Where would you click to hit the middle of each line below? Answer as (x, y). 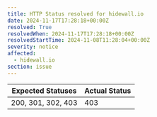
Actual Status (108, 91)
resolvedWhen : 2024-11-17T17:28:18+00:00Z (71, 34)
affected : (22, 54)
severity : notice (33, 47)
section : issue (30, 67)
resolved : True (30, 27)
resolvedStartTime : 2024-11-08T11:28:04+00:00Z (79, 40)
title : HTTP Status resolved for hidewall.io (75, 14)
